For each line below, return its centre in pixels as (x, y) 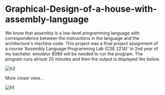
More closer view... (24, 78)
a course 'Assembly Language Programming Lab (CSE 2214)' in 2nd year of (82, 48)
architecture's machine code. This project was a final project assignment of (82, 43)
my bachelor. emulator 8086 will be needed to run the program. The (74, 54)
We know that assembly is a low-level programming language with (72, 33)
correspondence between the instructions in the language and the (72, 38)
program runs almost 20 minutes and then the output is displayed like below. (82, 59)
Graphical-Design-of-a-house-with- (81, 9)
